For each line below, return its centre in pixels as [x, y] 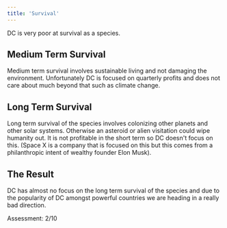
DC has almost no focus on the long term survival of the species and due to [113, 191]
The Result [31, 174]
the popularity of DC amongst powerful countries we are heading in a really [113, 198]
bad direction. [27, 205]
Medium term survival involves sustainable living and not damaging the [107, 71]
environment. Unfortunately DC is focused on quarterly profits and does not [113, 78]
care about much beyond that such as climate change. [84, 86]
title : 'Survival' [33, 13]
